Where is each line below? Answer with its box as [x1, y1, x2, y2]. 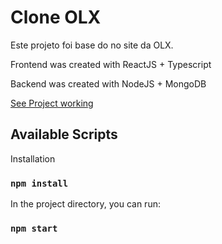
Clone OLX [10, 6, 102, 29]
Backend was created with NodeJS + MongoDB [10, 77, 207, 90]
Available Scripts [10, 126, 118, 143]
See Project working [10, 97, 94, 109]
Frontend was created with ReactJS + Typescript [10, 58, 212, 70]
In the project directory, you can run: [10, 198, 161, 210]
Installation [10, 152, 56, 165]
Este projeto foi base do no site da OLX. [10, 39, 174, 51]
